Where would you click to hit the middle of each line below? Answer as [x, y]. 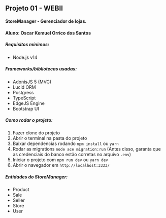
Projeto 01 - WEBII [34, 8]
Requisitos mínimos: [27, 45]
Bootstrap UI [26, 108]
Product [21, 190]
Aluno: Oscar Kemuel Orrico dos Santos [48, 33]
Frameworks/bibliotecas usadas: [41, 69]
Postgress [23, 92]
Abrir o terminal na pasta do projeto [50, 138]
